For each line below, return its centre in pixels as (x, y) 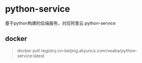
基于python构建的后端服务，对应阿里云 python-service (60, 23)
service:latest (31, 56)
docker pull (28, 50)
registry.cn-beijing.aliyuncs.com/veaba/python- (89, 50)
